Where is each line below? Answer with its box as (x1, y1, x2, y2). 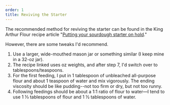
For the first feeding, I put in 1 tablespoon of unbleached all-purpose (12, 72, 156, 78)
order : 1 (5, 7, 24, 13)
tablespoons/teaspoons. (12, 67, 64, 73)
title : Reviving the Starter (5, 12, 67, 17)
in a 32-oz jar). (12, 56, 44, 62)
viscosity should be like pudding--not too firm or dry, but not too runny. (12, 83, 162, 89)
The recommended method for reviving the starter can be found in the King (5, 26, 163, 32)
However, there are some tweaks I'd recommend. (5, 41, 108, 47)
